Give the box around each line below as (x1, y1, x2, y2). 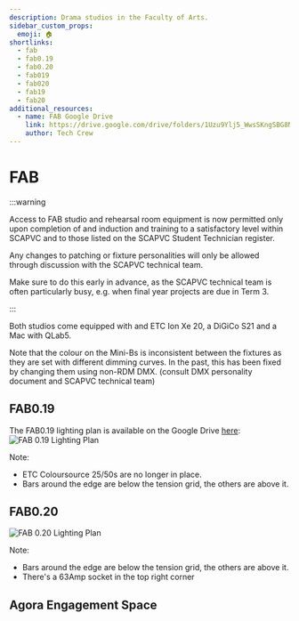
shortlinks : (9, 37, 53, 47)
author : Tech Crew (25, 129, 93, 138)
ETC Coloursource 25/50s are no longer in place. (21, 469, 202, 480)
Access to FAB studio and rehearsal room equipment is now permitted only (9, 214, 284, 224)
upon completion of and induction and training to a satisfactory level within (9, 223, 284, 234)
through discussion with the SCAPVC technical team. (9, 259, 204, 270)
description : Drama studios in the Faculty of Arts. (9, 12, 209, 22)
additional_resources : (9, 104, 93, 113)
